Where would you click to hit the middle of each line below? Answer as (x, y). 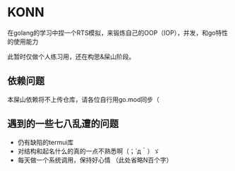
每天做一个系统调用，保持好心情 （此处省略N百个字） (95, 160)
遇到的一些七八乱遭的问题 (63, 124)
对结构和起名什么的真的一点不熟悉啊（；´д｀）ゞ (89, 151)
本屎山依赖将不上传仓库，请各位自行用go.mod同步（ (84, 99)
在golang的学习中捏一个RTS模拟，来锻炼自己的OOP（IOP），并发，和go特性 (117, 33)
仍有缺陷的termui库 (46, 142)
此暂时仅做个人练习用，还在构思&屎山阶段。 (71, 57)
